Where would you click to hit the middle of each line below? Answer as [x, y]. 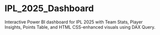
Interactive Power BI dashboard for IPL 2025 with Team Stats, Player [74, 22]
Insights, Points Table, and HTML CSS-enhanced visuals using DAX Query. [80, 27]
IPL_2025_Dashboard [49, 9]
